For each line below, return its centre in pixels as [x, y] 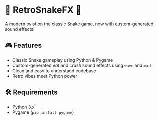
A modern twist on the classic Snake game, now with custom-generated [79, 24]
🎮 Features [24, 46]
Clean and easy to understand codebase [54, 70]
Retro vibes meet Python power [45, 76]
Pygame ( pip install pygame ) [43, 112]
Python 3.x [23, 107]
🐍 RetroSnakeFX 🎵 [43, 10]
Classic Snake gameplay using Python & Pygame [63, 60]
